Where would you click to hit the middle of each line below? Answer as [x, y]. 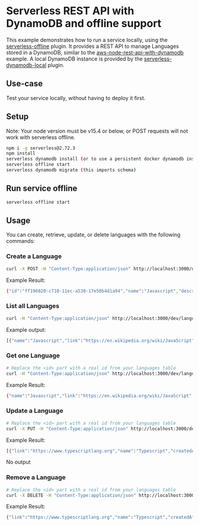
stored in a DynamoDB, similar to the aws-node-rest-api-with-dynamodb [95, 52]
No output [18, 462]
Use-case [25, 84]
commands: [21, 241]
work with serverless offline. [41, 137]
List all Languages [33, 306]
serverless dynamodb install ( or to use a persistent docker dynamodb [95, 159]
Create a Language [34, 256]
